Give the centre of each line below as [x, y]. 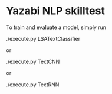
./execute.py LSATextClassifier [43, 38]
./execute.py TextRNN [33, 85]
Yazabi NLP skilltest [55, 11]
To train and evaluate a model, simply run [56, 27]
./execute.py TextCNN [33, 61]
